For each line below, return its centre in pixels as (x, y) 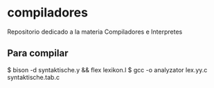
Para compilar (38, 53)
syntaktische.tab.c (34, 77)
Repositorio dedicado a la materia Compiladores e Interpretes (95, 32)
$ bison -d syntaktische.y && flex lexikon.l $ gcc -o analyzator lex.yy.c (107, 69)
